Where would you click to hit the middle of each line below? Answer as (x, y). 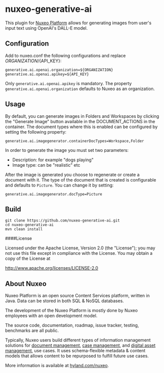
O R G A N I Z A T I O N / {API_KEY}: (33, 61)
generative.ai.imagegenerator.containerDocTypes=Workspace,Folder (75, 141)
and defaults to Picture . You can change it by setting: (60, 185)
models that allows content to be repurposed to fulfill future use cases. (77, 356)
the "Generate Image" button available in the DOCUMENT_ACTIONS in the (80, 121)
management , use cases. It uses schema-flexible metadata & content (75, 351)
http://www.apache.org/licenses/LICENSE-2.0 (52, 268)
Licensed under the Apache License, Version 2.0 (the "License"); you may (80, 248)
